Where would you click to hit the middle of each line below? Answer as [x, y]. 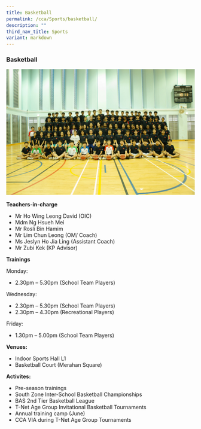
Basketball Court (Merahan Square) [58, 365]
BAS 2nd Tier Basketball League [54, 401]
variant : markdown [29, 38]
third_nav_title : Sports [37, 32]
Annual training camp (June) [50, 413]
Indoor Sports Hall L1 [40, 358]
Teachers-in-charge [32, 205]
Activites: [19, 376]
